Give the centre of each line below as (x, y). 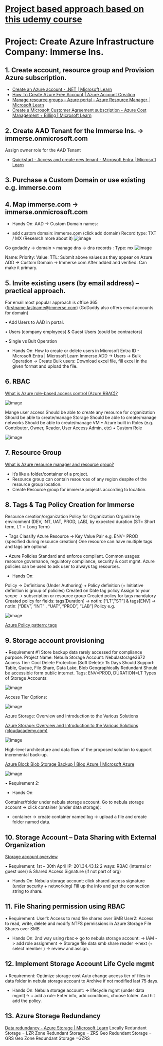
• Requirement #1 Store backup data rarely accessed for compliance (74, 652)
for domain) (17, 313)
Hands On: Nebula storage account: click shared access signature (78, 881)
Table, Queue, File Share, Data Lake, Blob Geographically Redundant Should (81, 668)
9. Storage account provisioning (55, 640)
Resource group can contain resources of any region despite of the (79, 479)
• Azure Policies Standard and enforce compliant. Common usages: (73, 556)
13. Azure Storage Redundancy (53, 1016)
